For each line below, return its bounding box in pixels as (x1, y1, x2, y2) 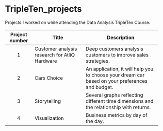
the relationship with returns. (85, 104, 151, 111)
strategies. (85, 57, 110, 64)
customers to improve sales (85, 51, 149, 58)
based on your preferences (85, 77, 148, 84)
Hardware (34, 57, 57, 64)
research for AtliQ (34, 51, 75, 58)
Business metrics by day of (85, 112, 147, 118)
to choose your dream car (85, 72, 145, 78)
